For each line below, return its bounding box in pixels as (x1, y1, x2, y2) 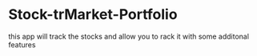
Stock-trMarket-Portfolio (8, 6, 178, 24)
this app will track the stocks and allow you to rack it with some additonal (8, 32, 250, 41)
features (8, 39, 36, 49)
